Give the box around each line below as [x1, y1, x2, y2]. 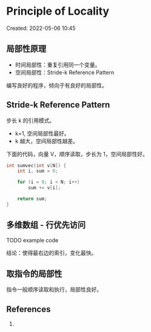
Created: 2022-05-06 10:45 [6, 24, 76, 32]
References [6, 304, 51, 314]
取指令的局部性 [6, 269, 62, 279]
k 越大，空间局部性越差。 [15, 137, 79, 145]
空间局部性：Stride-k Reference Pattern [15, 68, 115, 76]
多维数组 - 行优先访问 [6, 220, 86, 230]
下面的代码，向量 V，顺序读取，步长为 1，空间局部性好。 [6, 150, 149, 157]
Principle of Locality [6, 4, 110, 18]
